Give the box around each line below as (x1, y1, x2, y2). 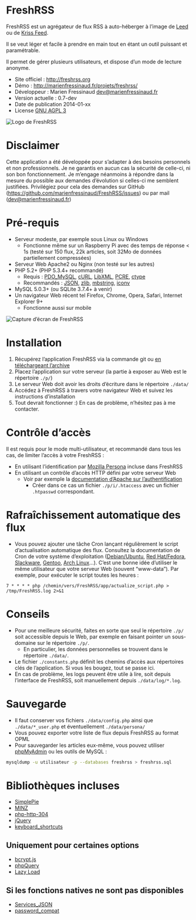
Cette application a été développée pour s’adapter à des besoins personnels (6, 158, 191, 165)
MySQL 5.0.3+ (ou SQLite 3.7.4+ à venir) (14, 285, 113, 292)
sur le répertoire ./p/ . (37, 639, 90, 646)
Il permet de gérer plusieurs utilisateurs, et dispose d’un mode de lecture (6, 58, 182, 65)
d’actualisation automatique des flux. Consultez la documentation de (14, 546, 181, 553)
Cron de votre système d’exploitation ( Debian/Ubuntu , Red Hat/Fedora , (14, 553, 186, 560)
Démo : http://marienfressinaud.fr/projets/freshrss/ (14, 82, 138, 89)
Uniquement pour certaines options (6, 840, 140, 850)
